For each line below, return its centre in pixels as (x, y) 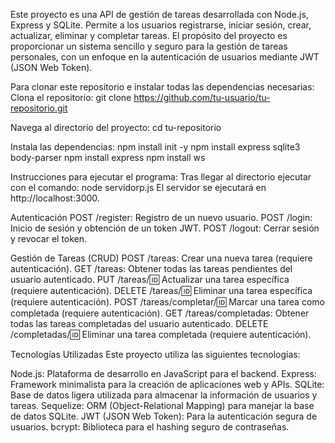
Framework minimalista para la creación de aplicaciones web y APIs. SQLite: (167, 384)
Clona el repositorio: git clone (71, 97)
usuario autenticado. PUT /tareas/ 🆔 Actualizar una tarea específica (150, 279)
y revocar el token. (49, 238)
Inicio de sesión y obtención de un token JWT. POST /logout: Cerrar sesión (165, 228)
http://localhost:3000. (55, 198)
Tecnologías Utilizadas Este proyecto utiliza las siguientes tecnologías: (155, 354)
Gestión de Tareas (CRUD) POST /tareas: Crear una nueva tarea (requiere (161, 258)
